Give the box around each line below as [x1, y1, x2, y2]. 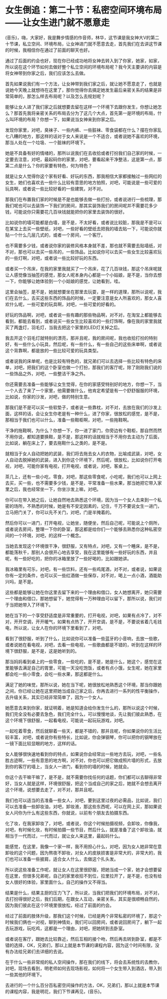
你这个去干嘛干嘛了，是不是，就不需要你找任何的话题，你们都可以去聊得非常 [5, 774, 162, 780]
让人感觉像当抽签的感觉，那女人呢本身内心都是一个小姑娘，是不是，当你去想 [5, 272, 162, 278]
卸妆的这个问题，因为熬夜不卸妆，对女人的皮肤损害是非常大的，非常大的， [5, 850, 158, 856]
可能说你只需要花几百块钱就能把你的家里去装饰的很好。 [13, 208, 127, 215]
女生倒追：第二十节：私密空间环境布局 [5, 4, 163, 16]
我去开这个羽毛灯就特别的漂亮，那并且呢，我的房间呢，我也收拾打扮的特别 [5, 335, 158, 341]
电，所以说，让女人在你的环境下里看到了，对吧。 [5, 625, 105, 631]
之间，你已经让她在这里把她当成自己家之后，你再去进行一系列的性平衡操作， [5, 688, 162, 694]
